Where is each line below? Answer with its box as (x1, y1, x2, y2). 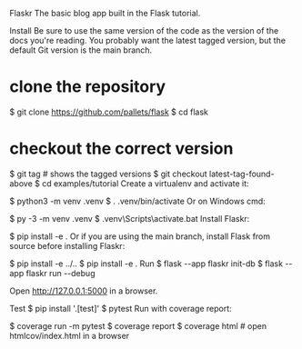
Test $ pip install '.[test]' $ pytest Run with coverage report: (9, 303, 232, 314)
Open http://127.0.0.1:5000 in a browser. (9, 285, 158, 296)
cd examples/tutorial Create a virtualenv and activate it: (42, 177, 249, 189)
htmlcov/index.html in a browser (9, 330, 130, 341)
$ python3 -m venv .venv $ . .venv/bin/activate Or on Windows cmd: (9, 195, 266, 206)
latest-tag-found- (208, 168, 275, 179)
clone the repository (9, 76, 166, 97)
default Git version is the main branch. (9, 45, 153, 55)
